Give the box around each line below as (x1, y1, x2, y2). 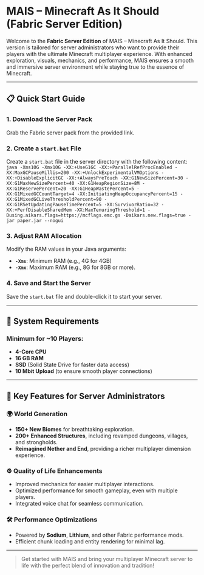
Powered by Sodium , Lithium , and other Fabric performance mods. (15, 531, 184, 539)
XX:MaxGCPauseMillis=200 (6, 169, 69, 176)
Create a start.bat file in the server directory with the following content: (6, 158, 188, 165)
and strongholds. (15, 438, 58, 445)
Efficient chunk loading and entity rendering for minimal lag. (15, 538, 165, 545)
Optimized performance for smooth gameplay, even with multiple (15, 487, 178, 494)
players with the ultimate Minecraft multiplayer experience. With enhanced (6, 50, 192, 57)
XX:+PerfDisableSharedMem (6, 207, 72, 213)
